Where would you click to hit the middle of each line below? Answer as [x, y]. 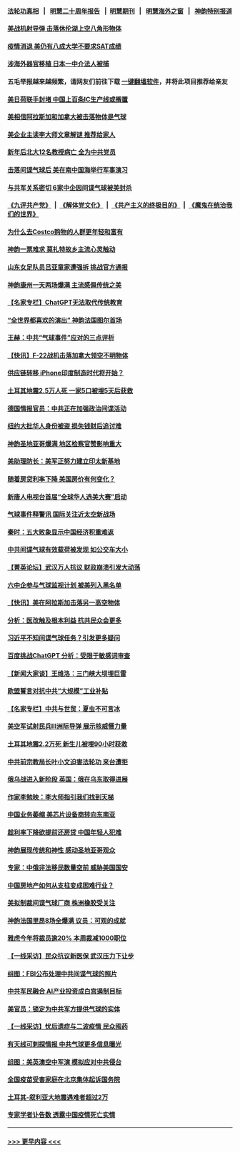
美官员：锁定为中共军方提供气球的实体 [64, 1009]
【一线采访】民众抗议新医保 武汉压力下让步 [71, 956]
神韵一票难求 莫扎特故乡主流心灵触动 [61, 249]
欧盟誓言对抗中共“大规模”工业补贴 [58, 691]
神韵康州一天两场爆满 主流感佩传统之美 [65, 285]
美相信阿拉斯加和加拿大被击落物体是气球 [67, 117]
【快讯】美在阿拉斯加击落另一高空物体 [64, 602]
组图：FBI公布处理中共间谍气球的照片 [62, 974]
